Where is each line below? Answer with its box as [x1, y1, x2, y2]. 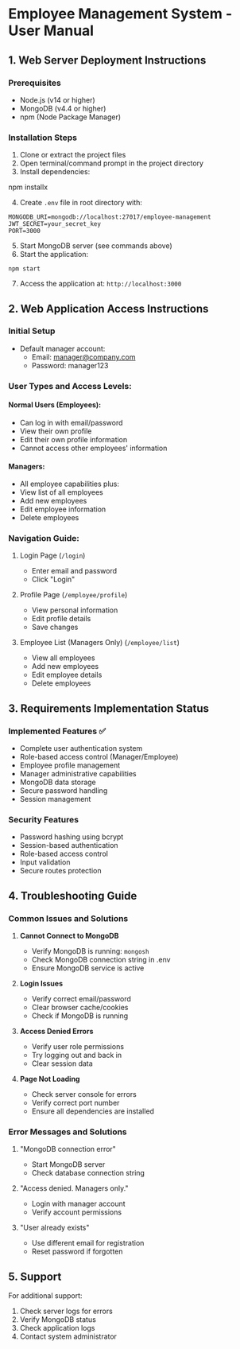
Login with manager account [31, 1199, 126, 1209]
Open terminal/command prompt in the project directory [19, 158, 204, 168]
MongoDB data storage [19, 777, 97, 787]
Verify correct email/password [31, 994, 131, 1004]
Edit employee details [31, 670, 103, 680]
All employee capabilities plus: [19, 479, 119, 489]
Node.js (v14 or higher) [19, 95, 95, 104]
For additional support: [8, 1291, 83, 1300]
